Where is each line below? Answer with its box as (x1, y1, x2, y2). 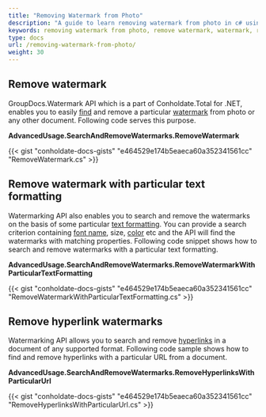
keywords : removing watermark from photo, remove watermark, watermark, (8, 26, 253, 34)
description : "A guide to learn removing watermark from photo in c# (8, 19, 243, 27)
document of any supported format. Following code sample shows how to (8, 344, 249, 354)
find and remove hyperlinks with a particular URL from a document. (8, 353, 228, 362)
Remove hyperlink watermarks (8, 315, 163, 328)
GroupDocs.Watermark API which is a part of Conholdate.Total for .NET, (8, 98, 243, 108)
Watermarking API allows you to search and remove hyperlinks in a (8, 335, 226, 345)
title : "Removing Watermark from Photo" (8, 11, 144, 20)
